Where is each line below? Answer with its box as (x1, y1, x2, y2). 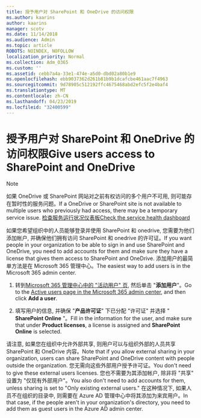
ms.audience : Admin (6, 37, 55, 43)
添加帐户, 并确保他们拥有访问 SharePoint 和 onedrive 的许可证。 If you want (6, 235, 192, 242)
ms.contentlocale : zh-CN (6, 93, 69, 99)
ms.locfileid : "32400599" (6, 104, 71, 110)
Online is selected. (14, 328, 62, 335)
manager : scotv (6, 25, 45, 32)
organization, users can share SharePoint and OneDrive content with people (6, 355, 195, 362)
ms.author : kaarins (6, 14, 55, 21)
